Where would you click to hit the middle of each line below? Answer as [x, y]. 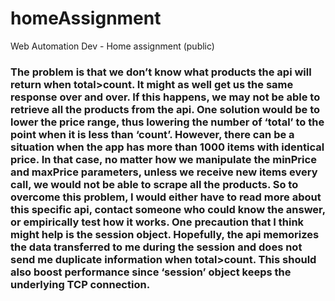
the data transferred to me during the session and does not [156, 247]
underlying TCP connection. [80, 284]
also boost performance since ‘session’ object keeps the [151, 272]
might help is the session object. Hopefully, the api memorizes [165, 234]
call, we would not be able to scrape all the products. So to [154, 184]
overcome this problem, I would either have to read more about [166, 197]
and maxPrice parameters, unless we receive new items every [164, 172]
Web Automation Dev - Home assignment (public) [112, 46]
